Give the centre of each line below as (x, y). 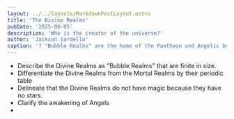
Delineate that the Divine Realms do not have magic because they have (119, 88)
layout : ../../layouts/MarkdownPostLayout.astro (79, 14)
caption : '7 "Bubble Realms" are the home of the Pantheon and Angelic (113, 46)
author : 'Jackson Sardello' (48, 40)
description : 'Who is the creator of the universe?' (85, 33)
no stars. (30, 95)
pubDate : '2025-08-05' (40, 26)
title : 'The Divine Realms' (48, 20)
